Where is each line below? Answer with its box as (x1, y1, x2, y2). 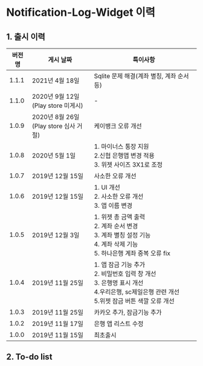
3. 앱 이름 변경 (94, 201, 133, 210)
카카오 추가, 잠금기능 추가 (94, 308, 162, 316)
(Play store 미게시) (31, 101, 83, 110)
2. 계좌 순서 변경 (94, 222, 138, 230)
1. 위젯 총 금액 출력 (94, 213, 146, 221)
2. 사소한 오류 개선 (94, 192, 144, 201)
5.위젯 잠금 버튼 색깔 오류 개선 (94, 297, 175, 305)
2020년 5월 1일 (31, 151, 76, 159)
